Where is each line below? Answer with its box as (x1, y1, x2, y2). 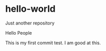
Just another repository (5, 20, 55, 26)
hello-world (5, 3, 56, 15)
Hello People (5, 30, 32, 36)
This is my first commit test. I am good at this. (5, 39, 101, 46)
